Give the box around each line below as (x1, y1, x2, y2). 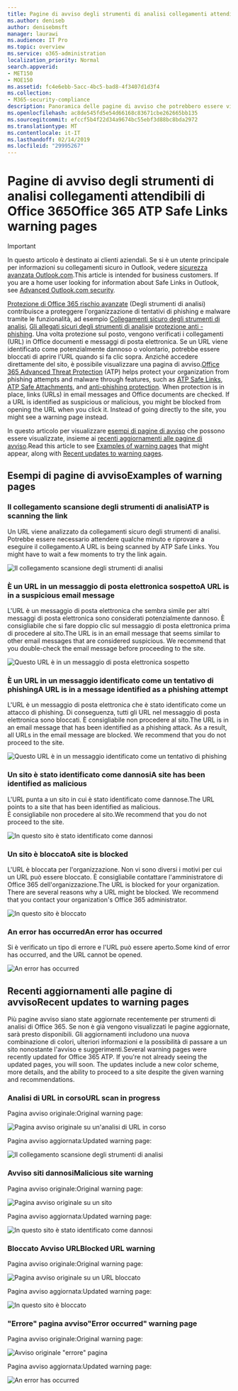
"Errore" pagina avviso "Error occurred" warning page (7, 1319, 198, 1328)
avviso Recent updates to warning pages (7, 996, 189, 1008)
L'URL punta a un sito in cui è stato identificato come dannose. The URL (7, 795, 215, 803)
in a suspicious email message (7, 590, 115, 600)
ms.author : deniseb (7, 17, 65, 24)
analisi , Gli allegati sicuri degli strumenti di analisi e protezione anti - (7, 323, 204, 331)
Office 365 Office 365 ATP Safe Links (7, 203, 228, 220)
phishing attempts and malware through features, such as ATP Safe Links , (7, 375, 223, 384)
